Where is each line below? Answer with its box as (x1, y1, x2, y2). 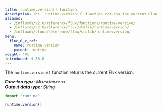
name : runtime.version (14, 43, 60, 48)
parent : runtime (14, 47, 47, 52)
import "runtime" (5, 94, 40, 98)
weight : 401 (5, 52, 29, 57)
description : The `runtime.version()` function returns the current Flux (5, 12, 158, 16)
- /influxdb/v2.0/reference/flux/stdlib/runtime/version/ (9, 25, 130, 30)
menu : (5, 34, 16, 39)
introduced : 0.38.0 (5, 56, 45, 61)
